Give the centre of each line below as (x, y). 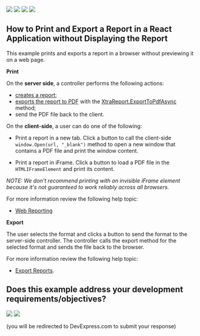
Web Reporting (34, 210)
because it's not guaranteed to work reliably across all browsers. (88, 187)
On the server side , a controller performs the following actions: (85, 83)
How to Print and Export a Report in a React (89, 29)
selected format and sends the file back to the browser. (75, 247)
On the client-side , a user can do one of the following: (74, 126)
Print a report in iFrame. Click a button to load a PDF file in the (92, 162)
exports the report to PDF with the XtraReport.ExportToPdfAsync (96, 101)
